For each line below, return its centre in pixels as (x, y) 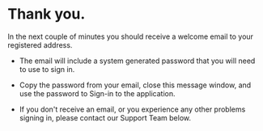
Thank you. (47, 14)
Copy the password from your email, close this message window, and (135, 85)
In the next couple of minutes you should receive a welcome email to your (131, 36)
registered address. (40, 44)
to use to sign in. (47, 69)
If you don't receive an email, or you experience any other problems (132, 109)
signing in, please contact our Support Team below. (105, 117)
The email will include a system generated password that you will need (137, 61)
